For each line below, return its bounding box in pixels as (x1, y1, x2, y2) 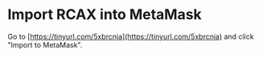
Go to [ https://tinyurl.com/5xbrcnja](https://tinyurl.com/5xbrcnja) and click (7, 32, 254, 41)
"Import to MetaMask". (7, 40, 83, 49)
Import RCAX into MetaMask (7, 6, 203, 24)
